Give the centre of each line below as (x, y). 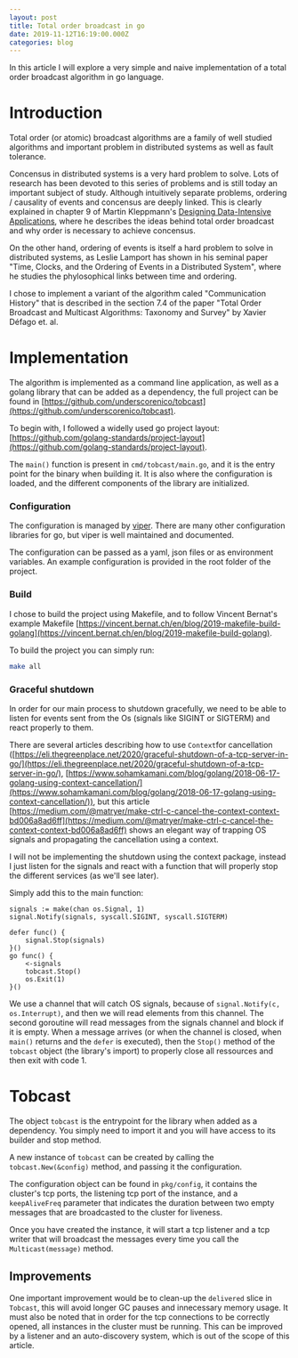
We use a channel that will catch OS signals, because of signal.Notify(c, (145, 1004)
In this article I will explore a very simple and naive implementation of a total (148, 68)
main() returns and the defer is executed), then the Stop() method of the (142, 1041)
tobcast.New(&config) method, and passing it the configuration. (126, 1167)
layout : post (33, 17)
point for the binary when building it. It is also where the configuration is (141, 474)
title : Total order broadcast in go (77, 26)
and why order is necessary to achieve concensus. (102, 231)
